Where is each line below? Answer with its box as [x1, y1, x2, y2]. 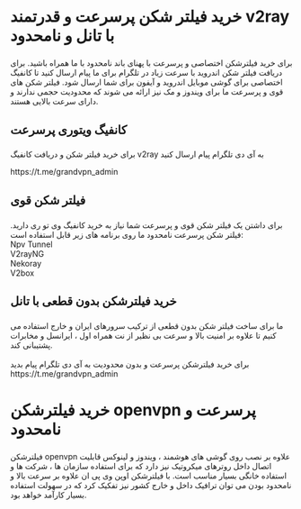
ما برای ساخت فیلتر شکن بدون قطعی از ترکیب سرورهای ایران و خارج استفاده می [10, 321, 284, 332]
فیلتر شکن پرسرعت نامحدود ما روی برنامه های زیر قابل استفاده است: [10, 229, 243, 240]
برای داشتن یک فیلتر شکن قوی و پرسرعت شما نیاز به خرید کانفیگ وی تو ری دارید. [10, 219, 283, 231]
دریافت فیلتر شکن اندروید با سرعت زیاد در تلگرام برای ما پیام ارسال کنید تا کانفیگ [10, 68, 282, 78]
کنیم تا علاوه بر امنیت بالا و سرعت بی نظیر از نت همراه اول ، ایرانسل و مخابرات [10, 331, 277, 341]
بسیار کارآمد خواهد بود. [10, 489, 87, 501]
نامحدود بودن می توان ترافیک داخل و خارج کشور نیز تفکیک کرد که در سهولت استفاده [10, 480, 292, 491]
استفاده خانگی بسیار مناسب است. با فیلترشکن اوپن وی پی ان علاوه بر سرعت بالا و [10, 470, 287, 481]
